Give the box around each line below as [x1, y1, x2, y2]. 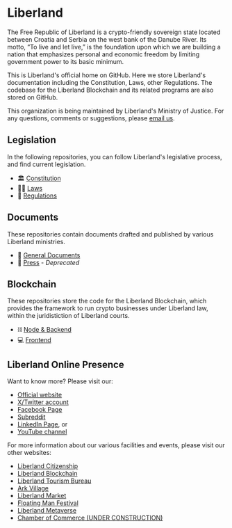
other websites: [7, 449, 52, 457]
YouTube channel [17, 428, 67, 436]
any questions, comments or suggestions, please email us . [7, 113, 175, 122]
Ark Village [17, 484, 49, 493]
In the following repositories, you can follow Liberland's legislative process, [7, 152, 222, 161]
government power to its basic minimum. [7, 57, 124, 65]
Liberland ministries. [7, 237, 66, 246]
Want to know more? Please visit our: [7, 377, 113, 385]
